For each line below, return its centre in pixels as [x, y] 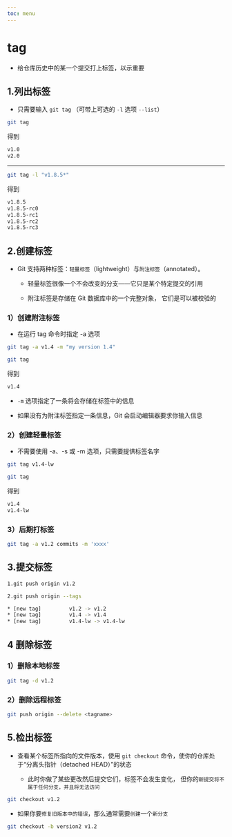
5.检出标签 [30, 738]
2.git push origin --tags [44, 596]
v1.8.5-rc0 [23, 208]
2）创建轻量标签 [34, 435]
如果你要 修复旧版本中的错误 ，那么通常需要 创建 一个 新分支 [93, 813]
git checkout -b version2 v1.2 [52, 826]
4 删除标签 [30, 645]
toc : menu [21, 13]
